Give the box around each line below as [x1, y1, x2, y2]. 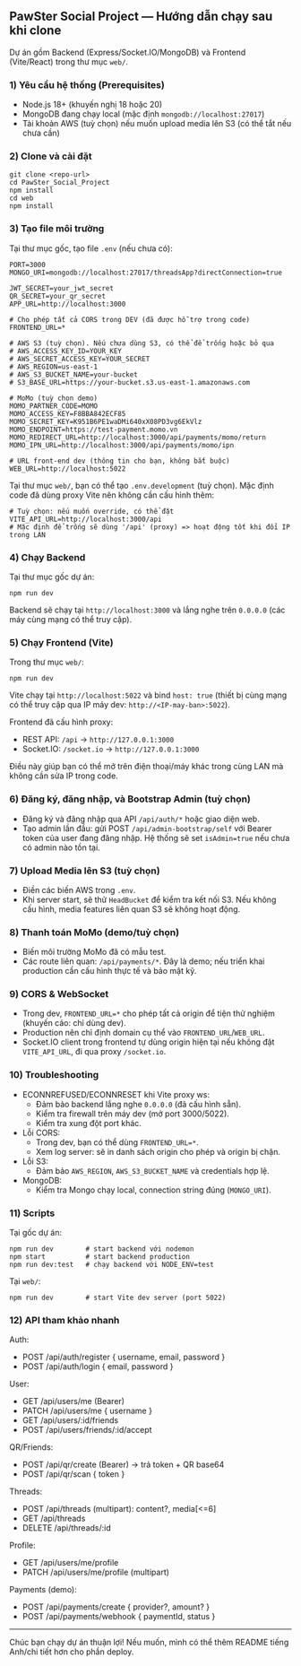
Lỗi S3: [21, 1156, 49, 1167]
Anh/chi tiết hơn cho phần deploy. [9, 1646, 134, 1657]
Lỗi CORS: [21, 1127, 61, 1138]
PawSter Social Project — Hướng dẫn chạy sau [9, 9, 273, 24]
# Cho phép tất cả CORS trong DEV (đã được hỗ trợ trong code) [9, 315, 251, 324]
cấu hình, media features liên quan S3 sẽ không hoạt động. [21, 903, 241, 915]
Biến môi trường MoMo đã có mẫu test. [21, 947, 167, 958]
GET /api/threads [21, 1513, 86, 1524]
